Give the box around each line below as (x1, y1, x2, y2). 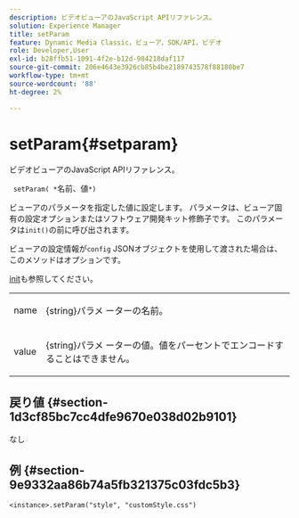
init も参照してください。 (9, 274, 98, 284)
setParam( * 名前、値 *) (12, 184, 97, 194)
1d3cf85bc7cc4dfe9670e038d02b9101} (9, 409, 238, 424)
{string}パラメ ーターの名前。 (45, 305, 169, 317)
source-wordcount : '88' (9, 79, 98, 88)
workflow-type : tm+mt (9, 71, 90, 80)
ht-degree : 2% (9, 87, 62, 96)
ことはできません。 (54, 353, 135, 366)
